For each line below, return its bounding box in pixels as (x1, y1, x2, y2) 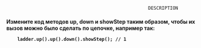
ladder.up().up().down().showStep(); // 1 (17, 36, 127, 42)
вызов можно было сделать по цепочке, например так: (6, 24, 155, 32)
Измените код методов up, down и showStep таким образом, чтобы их (6, 18, 196, 25)
